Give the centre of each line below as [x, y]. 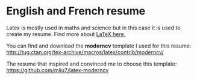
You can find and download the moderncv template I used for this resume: [99, 46]
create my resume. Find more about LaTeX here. [66, 34]
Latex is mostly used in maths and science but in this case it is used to [93, 28]
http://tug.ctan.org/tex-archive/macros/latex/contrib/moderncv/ [85, 52]
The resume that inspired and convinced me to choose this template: [92, 64]
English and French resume [76, 11]
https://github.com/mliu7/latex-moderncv [58, 70]
